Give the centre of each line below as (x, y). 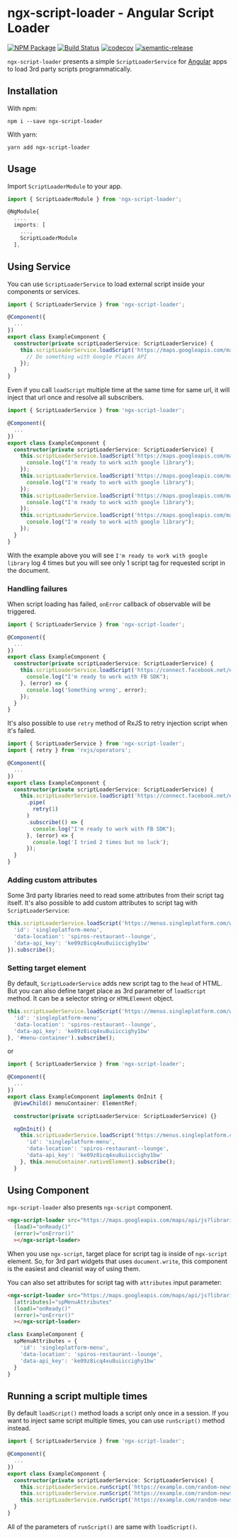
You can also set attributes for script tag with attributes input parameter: (114, 1282)
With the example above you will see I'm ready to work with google (107, 555)
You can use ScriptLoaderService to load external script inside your (106, 284)
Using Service (39, 267)
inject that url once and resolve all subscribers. (76, 397)
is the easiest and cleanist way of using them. (74, 1268)
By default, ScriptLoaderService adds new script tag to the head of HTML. (115, 984)
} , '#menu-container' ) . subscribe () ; (61, 1038)
